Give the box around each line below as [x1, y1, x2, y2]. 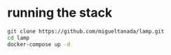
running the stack [7, 5, 113, 21]
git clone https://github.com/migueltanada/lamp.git [7, 28, 165, 35]
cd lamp [7, 34, 30, 41]
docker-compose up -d [7, 40, 71, 48]
